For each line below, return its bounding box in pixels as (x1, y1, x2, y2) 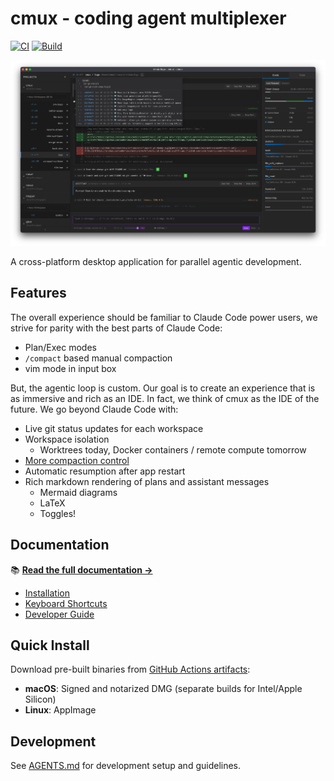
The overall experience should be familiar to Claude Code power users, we (10, 311, 318, 323)
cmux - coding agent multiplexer (10, 7, 287, 30)
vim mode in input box (24, 362, 117, 374)
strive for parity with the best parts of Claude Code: (10, 322, 223, 334)
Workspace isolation (24, 433, 110, 445)
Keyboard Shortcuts (24, 597, 108, 609)
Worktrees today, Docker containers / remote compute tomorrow (39, 443, 307, 456)
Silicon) (24, 693, 57, 706)
